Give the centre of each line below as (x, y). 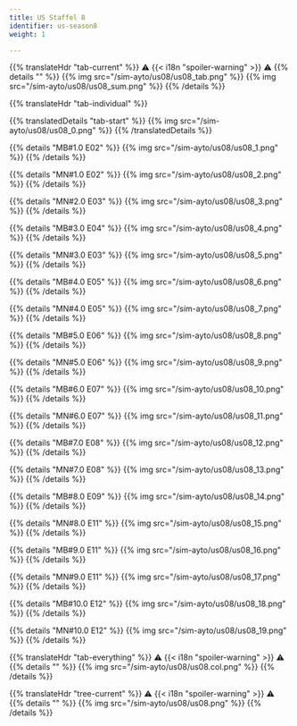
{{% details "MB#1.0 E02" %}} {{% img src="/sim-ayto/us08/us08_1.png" (144, 148)
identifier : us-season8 (54, 26)
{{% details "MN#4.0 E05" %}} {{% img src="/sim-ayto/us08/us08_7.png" (146, 308)
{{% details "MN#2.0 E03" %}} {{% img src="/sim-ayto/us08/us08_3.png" (146, 201)
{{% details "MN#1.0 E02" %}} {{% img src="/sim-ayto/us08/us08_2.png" (145, 174)
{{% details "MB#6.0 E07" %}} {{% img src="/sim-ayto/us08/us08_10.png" (147, 389)
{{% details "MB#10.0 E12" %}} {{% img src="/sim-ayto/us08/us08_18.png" (148, 604)
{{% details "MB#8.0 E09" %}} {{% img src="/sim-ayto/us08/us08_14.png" (147, 496)
